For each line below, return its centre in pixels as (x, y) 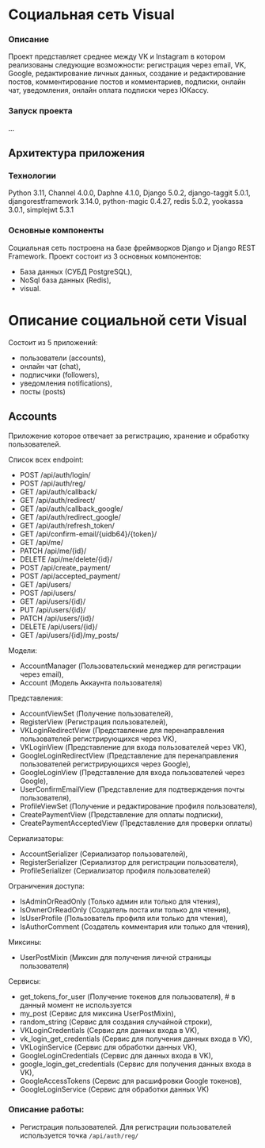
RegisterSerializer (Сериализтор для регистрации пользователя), (129, 862)
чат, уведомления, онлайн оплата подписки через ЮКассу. (109, 90)
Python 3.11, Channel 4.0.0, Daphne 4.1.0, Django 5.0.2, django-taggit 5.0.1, (129, 193)
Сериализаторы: (36, 838)
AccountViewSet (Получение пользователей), (97, 713)
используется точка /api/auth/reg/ (79, 1135)
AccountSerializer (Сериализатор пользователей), (104, 854)
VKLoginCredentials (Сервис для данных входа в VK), (109, 1030)
